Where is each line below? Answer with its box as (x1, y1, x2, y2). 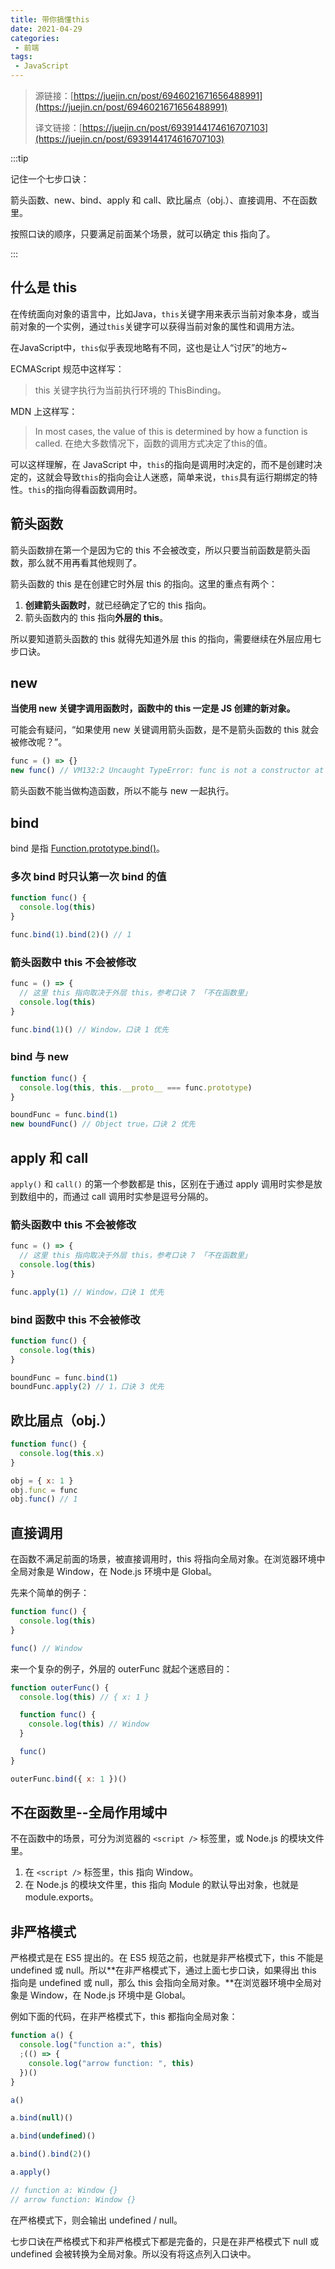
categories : (10, 33, 60, 43)
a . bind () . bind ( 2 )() (10, 2149, 92, 2160)
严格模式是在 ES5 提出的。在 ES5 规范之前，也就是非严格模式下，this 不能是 (10, 1952, 324, 1964)
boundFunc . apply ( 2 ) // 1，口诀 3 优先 (10, 1382, 165, 1392)
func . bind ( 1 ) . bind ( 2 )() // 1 (10, 929, 132, 940)
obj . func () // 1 (10, 1494, 78, 1505)
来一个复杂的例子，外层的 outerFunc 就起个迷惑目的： (10, 1662, 233, 1675)
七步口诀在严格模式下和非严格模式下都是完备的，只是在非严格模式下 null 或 (10, 2235, 320, 2247)
